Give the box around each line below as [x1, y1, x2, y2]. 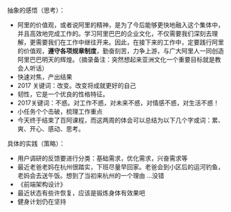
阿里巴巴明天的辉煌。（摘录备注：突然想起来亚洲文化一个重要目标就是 [17, 55, 215, 64]
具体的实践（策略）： [7, 139, 65, 148]
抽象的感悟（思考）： [7, 6, 65, 14]
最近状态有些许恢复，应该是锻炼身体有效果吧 [17, 189, 146, 197]
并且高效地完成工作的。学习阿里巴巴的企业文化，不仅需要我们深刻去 [17, 30, 212, 37]
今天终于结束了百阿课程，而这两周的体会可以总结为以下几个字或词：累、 [17, 116, 224, 124]
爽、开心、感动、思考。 [17, 125, 85, 133]
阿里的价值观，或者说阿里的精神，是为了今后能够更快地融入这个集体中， [17, 21, 224, 29]
